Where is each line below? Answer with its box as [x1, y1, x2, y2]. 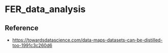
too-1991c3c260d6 [12, 42, 53, 48]
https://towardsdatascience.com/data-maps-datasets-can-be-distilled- [12, 37, 163, 43]
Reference [5, 24, 39, 32]
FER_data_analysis [5, 4, 86, 15]
